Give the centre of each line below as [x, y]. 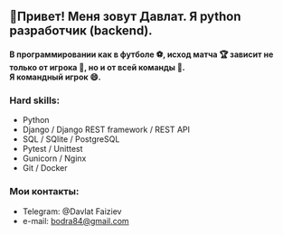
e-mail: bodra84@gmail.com [75, 221]
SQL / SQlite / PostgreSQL [71, 139]
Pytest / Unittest [52, 149]
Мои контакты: [44, 192]
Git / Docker [45, 168]
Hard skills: [35, 100]
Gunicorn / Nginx [54, 158]
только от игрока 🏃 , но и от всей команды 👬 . [97, 67]
